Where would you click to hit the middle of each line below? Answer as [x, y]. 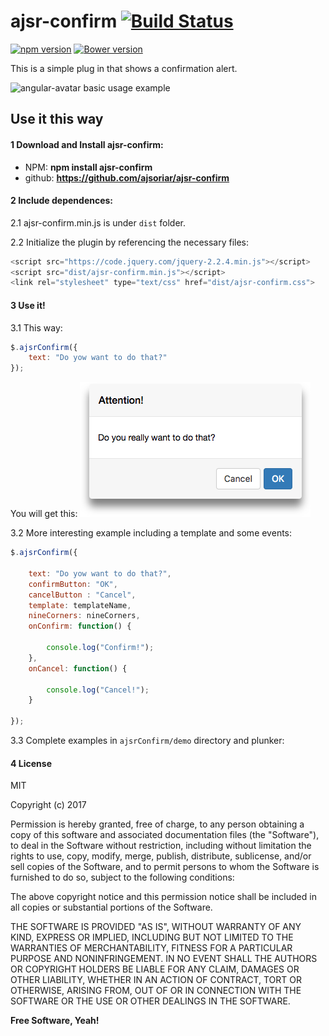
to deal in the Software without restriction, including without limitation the [161, 846]
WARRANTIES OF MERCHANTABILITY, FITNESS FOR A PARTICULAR [151, 948]
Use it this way [57, 119]
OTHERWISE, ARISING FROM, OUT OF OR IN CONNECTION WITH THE [156, 991]
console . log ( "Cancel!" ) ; [98, 690]
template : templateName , [80, 605]
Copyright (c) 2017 [48, 805]
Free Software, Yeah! [55, 1021]
